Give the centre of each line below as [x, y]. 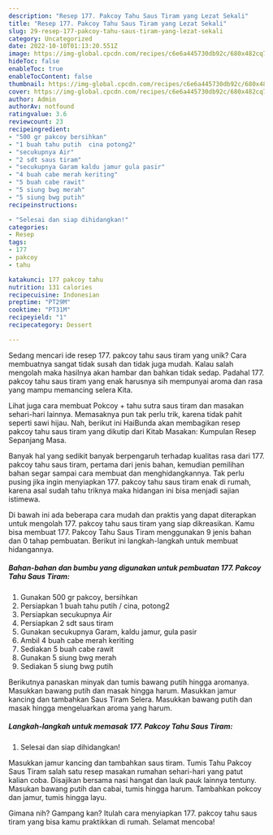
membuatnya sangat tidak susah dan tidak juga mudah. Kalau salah [121, 363]
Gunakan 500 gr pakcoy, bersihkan [79, 597]
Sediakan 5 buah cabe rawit [67, 649]
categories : [28, 227]
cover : [19, 91]
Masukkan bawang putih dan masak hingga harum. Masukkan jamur [123, 690]
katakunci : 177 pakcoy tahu [56, 280]
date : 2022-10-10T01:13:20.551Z [63, 46]
